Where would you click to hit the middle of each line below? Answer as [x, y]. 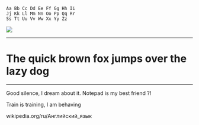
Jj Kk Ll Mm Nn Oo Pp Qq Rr [41, 14]
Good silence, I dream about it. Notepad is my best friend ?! [79, 93]
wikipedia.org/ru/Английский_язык [49, 116]
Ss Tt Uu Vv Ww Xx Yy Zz [37, 19]
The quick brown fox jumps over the [97, 59]
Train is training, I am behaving [44, 104]
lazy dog [28, 71]
